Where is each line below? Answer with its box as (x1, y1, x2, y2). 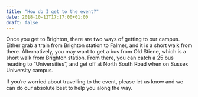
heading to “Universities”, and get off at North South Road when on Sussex (6, 61, 189, 68)
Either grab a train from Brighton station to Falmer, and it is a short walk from (6, 42, 193, 49)
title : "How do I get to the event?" (6, 8, 99, 15)
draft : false (6, 19, 38, 25)
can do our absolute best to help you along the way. (6, 85, 133, 92)
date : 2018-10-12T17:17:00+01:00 (6, 14, 89, 20)
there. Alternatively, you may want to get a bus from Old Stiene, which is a (6, 48, 186, 55)
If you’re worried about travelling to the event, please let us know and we (6, 78, 184, 85)
